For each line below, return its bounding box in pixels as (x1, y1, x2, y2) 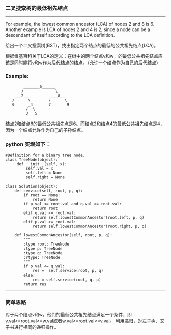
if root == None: (23, 192, 60, 198)
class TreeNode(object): (5, 157, 58, 162)
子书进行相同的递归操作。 (5, 324, 59, 330)
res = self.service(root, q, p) (32, 277, 101, 282)
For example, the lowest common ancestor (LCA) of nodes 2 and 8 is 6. (5, 21, 155, 27)
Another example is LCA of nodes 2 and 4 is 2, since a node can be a (5, 26, 150, 33)
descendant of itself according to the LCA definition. (5, 32, 115, 38)
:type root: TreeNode (23, 241, 70, 247)
